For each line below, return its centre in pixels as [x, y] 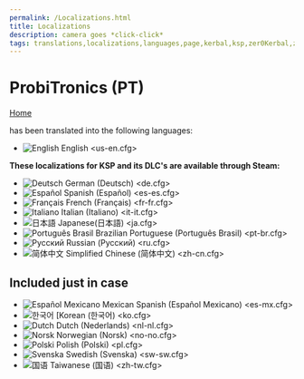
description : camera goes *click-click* [87, 34]
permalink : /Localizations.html [70, 18]
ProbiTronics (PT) [77, 88]
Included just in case [69, 282]
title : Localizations [50, 26]
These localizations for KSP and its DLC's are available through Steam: [145, 166]
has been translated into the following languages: [101, 131]
